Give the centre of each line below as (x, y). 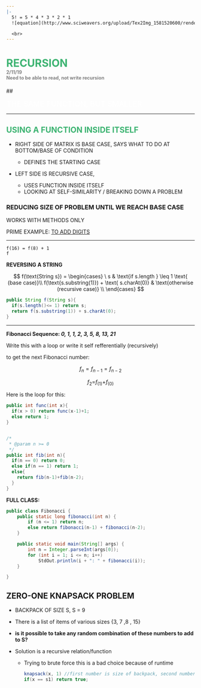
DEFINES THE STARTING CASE (62, 162)
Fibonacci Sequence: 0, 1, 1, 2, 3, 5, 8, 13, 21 (61, 334)
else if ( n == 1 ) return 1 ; (45, 466)
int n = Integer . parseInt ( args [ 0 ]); (73, 549)
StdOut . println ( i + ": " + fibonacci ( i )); (92, 560)
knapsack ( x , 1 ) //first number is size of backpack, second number (109, 674)
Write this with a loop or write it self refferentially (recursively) (82, 345)
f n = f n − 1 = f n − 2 (100, 369)
